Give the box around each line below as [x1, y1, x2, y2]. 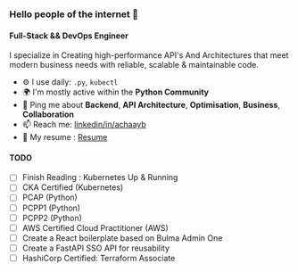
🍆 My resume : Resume [21, 132, 108, 143]
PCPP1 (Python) [21, 202, 81, 213]
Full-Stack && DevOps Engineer [9, 30, 129, 41]
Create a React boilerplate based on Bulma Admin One [21, 232, 223, 243]
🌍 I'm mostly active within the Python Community [21, 87, 210, 97]
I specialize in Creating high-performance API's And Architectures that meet [9, 50, 289, 61]
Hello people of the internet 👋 [9, 8, 138, 21]
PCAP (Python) [21, 192, 78, 203]
